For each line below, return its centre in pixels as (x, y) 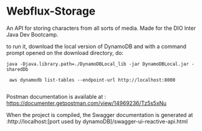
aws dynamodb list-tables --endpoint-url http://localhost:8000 (92, 80)
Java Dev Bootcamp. (33, 34)
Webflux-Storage (51, 11)
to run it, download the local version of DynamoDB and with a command (96, 46)
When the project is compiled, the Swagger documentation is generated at (100, 115)
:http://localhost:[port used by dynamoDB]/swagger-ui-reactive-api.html (97, 121)
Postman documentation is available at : (56, 96)
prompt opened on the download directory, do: (65, 52)
